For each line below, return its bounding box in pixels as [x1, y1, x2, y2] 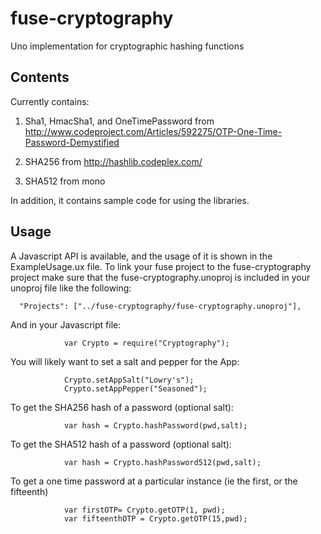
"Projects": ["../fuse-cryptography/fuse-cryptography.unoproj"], [19, 301, 302, 311]
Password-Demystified [24, 136, 120, 148]
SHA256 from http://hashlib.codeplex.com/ [24, 155, 203, 167]
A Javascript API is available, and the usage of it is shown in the [10, 250, 273, 262]
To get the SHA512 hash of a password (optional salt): [10, 438, 232, 450]
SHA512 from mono [24, 175, 106, 187]
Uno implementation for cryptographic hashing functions [10, 40, 245, 52]
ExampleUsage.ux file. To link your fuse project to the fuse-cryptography [10, 260, 312, 272]
